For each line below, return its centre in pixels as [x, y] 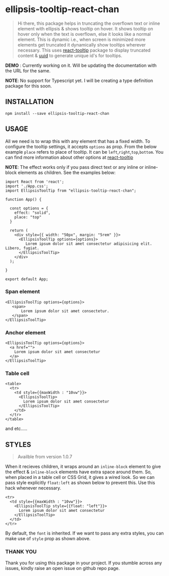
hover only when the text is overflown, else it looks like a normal [84, 34]
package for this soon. [29, 86]
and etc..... [16, 429]
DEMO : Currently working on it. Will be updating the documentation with [81, 65]
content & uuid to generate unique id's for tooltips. [70, 55]
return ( [19, 230]
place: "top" [28, 217]
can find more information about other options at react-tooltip [69, 157]
